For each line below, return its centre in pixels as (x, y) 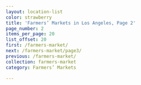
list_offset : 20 (26, 40)
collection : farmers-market (41, 62)
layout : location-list (34, 12)
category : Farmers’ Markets (41, 67)
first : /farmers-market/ (37, 45)
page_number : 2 (25, 28)
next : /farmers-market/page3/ (44, 51)
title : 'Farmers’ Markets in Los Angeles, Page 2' (71, 23)
